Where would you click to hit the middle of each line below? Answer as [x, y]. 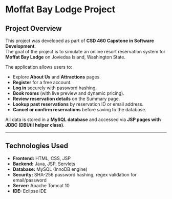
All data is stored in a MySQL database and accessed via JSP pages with [83, 120]
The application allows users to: [39, 67]
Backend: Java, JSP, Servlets [44, 164]
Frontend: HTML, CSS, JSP [41, 158]
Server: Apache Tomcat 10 [41, 185]
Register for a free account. [42, 82]
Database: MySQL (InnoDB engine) [50, 169]
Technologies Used [37, 146]
